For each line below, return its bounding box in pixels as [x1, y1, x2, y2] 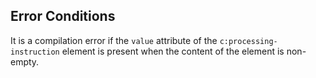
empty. [10, 55, 40, 68]
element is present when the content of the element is [61, 45, 285, 57]
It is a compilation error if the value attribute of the [10, 34, 218, 46]
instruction [10, 47, 60, 57]
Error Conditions [10, 8, 116, 25]
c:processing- [219, 36, 278, 46]
